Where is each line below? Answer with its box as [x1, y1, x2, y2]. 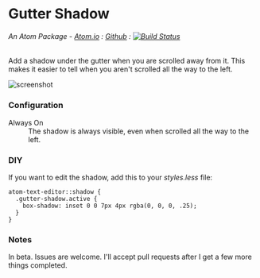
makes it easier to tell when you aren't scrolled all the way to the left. [8, 64, 233, 74]
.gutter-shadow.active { [15, 195, 98, 203]
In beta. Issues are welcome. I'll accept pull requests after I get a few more [8, 252, 252, 262]
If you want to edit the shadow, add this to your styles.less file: [8, 172, 213, 182]
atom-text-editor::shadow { [8, 187, 102, 195]
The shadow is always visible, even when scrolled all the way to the [28, 126, 249, 136]
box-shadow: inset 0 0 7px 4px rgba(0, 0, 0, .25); [22, 202, 197, 210]
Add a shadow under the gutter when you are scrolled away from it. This [8, 56, 246, 66]
